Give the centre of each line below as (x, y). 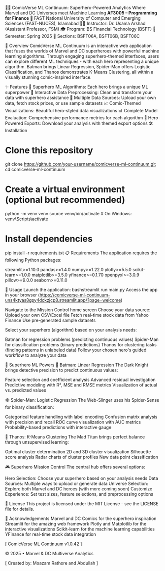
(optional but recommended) (65, 200)
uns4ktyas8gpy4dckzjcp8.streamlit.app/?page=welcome (63, 300)
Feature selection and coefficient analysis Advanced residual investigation (81, 380)
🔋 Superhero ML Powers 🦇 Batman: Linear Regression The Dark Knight (77, 365)
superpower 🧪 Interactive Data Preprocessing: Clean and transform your (78, 92)
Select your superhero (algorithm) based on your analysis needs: (71, 330)
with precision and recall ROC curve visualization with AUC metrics (73, 422)
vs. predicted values (26, 390)
